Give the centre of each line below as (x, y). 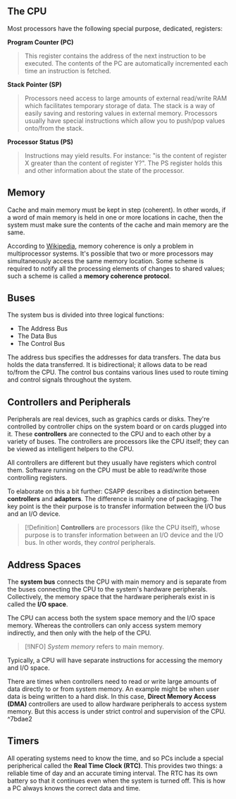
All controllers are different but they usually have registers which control (112, 463)
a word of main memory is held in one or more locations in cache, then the (115, 217)
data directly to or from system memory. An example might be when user (113, 689)
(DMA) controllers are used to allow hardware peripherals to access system (117, 704)
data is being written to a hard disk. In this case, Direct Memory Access (112, 697)
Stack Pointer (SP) (35, 84)
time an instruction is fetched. (68, 71)
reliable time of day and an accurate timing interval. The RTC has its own (113, 773)
